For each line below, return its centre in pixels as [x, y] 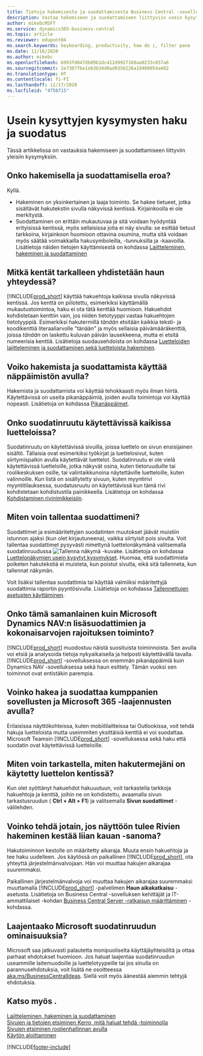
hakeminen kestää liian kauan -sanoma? [84, 836]
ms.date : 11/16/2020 [33, 51]
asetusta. [18, 894]
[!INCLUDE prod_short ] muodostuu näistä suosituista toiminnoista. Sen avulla [102, 648]
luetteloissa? [32, 432]
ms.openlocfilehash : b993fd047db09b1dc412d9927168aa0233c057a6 [88, 62]
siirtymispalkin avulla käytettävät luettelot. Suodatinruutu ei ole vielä [91, 460]
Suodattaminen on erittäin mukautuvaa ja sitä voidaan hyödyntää [96, 221]
